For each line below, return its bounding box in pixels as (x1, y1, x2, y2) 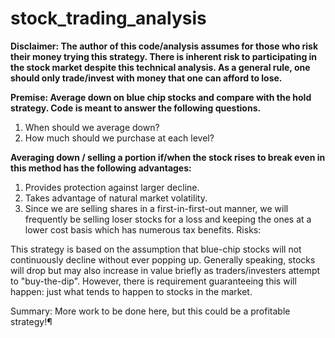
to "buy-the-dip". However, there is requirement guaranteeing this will (10, 275, 297, 287)
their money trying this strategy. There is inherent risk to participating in (10, 50, 318, 62)
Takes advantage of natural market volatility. (24, 192, 208, 204)
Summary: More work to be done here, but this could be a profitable (10, 305, 291, 317)
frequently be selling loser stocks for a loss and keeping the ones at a (24, 213, 312, 225)
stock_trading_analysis (10, 7, 207, 30)
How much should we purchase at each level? (24, 132, 215, 144)
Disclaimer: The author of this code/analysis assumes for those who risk (10, 40, 319, 52)
